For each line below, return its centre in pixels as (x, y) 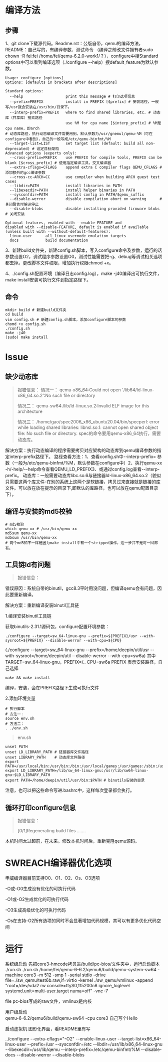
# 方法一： (15, 714)
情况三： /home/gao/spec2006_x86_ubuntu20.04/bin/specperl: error (88, 421)
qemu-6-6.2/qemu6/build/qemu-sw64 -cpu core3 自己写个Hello (71, 1018)
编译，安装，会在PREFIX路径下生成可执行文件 (52, 688)
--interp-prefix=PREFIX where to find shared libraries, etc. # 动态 (85, 112)
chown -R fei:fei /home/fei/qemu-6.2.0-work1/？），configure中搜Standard (82, 56)
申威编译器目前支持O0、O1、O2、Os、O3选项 (52, 878)
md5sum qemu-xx (21, 533)
